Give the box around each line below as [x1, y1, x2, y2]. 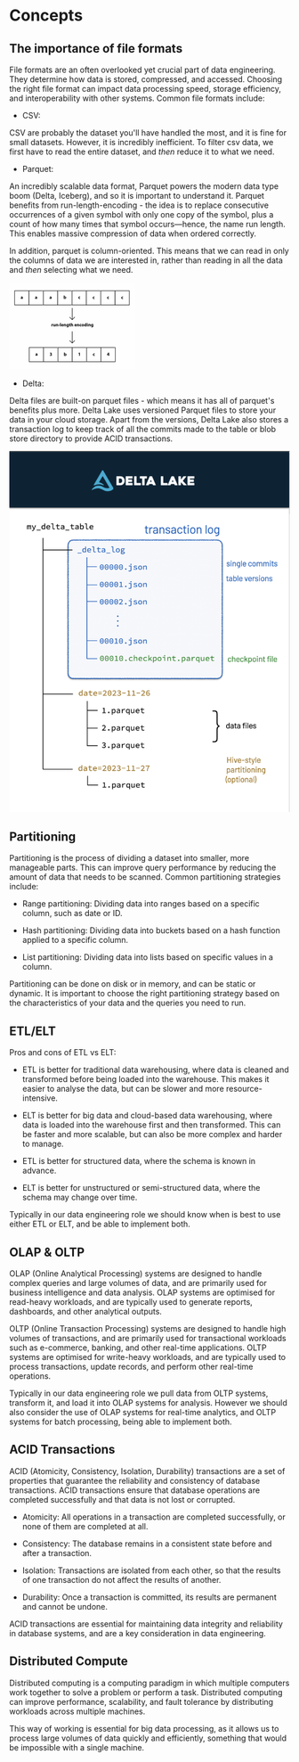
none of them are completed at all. [21, 1520, 149, 1531]
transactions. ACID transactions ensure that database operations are [9, 1485, 261, 1496]
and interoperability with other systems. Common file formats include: [9, 93, 265, 103]
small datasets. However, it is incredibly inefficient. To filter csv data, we [9, 137, 274, 147]
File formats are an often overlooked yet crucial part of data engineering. [9, 64, 276, 75]
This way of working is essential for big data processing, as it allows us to [9, 1723, 279, 1733]
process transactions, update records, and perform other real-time [9, 1361, 254, 1372]
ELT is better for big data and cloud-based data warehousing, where [21, 1110, 273, 1121]
